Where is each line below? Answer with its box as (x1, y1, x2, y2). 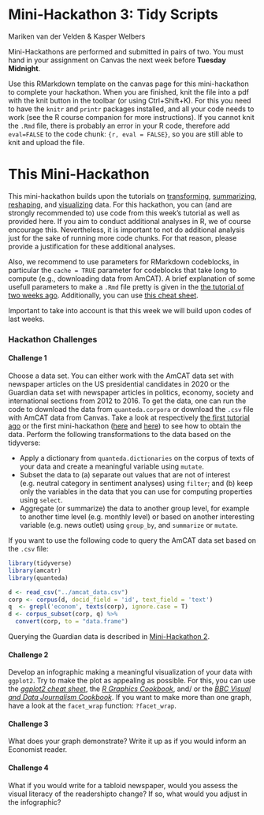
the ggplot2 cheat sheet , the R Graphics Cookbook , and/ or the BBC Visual (8, 684, 251, 693)
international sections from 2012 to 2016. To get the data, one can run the (8, 396, 247, 406)
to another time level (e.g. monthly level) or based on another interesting (19, 512, 255, 522)
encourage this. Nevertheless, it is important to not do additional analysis (8, 225, 246, 234)
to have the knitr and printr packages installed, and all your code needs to (8, 104, 255, 114)
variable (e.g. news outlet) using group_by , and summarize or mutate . (19, 521, 239, 529)
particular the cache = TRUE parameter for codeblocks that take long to (8, 265, 237, 275)
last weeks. (8, 314, 45, 323)
